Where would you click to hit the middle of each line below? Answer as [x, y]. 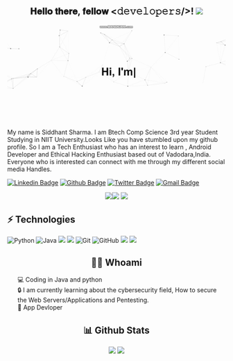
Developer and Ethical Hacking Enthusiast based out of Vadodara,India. [109, 154]
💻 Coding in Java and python [60, 280]
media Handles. [29, 169]
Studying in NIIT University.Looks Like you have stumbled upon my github [113, 139]
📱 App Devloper [40, 307]
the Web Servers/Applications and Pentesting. [83, 300]
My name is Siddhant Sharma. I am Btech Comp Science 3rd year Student [113, 132]
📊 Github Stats [116, 330]
